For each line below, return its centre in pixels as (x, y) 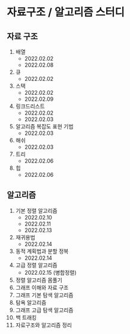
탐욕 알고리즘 (31, 302)
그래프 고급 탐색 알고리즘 (44, 310)
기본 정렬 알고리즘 (36, 210)
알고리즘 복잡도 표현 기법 (44, 126)
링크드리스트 (30, 106)
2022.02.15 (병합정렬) (50, 272)
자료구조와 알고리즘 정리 (44, 325)
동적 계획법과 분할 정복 (42, 251)
